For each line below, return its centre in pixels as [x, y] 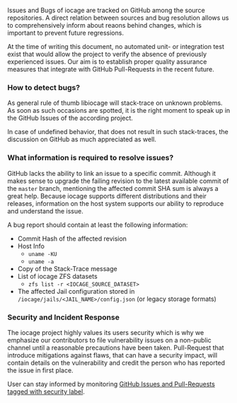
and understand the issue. [45, 211]
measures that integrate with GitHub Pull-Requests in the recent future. [111, 69]
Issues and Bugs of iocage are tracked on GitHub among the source [106, 10]
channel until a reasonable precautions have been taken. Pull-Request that [116, 348]
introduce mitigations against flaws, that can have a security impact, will [112, 355]
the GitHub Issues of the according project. [70, 118]
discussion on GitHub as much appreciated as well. [82, 139]
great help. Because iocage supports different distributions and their [107, 196]
